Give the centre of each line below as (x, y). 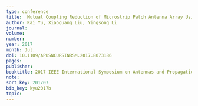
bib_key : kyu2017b (29, 88)
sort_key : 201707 (27, 83)
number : (16, 39)
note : (13, 77)
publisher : (19, 66)
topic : (14, 94)
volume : (16, 34)
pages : (14, 61)
